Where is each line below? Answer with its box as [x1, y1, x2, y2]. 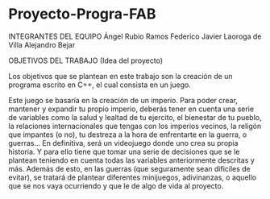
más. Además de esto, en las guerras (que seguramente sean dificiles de [8, 164, 251, 173]
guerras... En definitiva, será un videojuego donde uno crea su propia [8, 138, 239, 147]
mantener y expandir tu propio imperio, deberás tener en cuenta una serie [8, 104, 255, 114]
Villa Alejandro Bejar [8, 39, 76, 49]
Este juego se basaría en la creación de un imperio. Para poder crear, [8, 95, 238, 105]
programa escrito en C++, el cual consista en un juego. [8, 80, 191, 89]
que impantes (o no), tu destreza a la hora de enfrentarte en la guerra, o [8, 130, 247, 139]
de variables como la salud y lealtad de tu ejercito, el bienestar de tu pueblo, [8, 112, 262, 122]
